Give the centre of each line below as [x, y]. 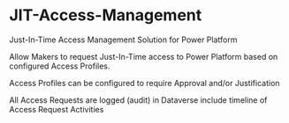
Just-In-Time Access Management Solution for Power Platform [123, 40]
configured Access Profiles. [60, 66]
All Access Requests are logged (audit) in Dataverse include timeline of [138, 100]
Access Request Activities [57, 109]
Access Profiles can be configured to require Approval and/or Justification [144, 83]
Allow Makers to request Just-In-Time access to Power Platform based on [144, 56]
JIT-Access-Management [106, 15]
